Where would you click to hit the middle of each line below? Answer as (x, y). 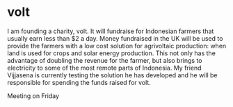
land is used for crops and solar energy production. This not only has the (111, 53)
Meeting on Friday (33, 96)
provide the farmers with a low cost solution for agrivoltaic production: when (117, 46)
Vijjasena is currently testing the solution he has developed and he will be (112, 75)
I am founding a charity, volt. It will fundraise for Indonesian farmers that (111, 31)
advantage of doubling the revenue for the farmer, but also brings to (105, 60)
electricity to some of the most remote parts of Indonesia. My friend (104, 68)
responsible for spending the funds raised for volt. (79, 82)
